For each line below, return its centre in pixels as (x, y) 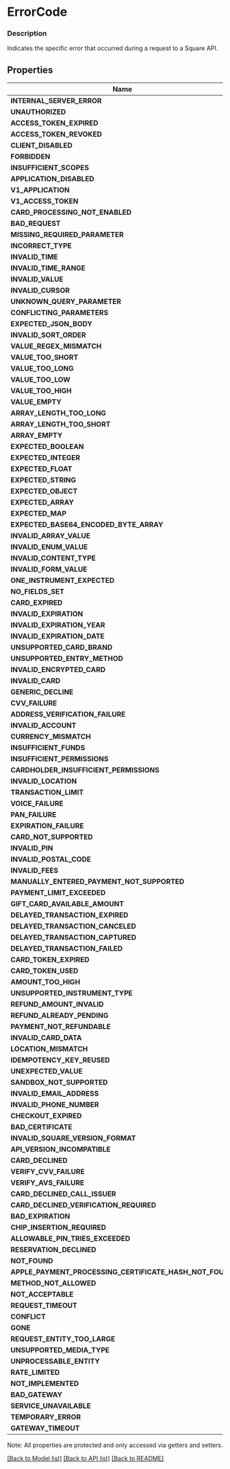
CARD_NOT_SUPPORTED (52, 837)
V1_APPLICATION (40, 190)
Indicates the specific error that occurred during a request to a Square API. (113, 48)
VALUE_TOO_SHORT (44, 358)
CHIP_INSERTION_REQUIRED (58, 1227)
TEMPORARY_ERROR (46, 1417)
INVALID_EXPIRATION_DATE (57, 636)
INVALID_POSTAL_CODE (51, 859)
